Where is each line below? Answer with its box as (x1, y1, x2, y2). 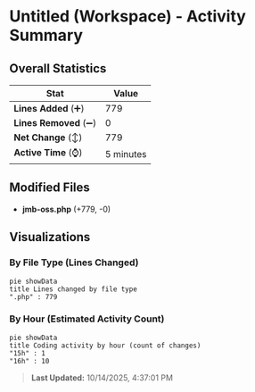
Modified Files (9, 180, 91, 196)
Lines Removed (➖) (13, 117, 96, 129)
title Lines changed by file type (9, 284, 138, 294)
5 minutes (104, 147, 147, 160)
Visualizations (9, 229, 91, 245)
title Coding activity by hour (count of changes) (9, 341, 202, 350)
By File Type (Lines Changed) (9, 256, 139, 269)
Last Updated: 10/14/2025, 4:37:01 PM (30, 372, 174, 383)
